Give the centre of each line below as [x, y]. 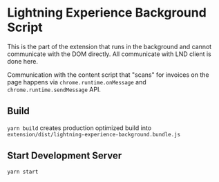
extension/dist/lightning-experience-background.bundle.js [94, 134]
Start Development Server [65, 156]
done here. [23, 61]
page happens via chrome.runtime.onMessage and [77, 82]
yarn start [23, 172]
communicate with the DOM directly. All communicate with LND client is [109, 54]
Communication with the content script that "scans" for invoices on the [108, 75]
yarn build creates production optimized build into [79, 128]
